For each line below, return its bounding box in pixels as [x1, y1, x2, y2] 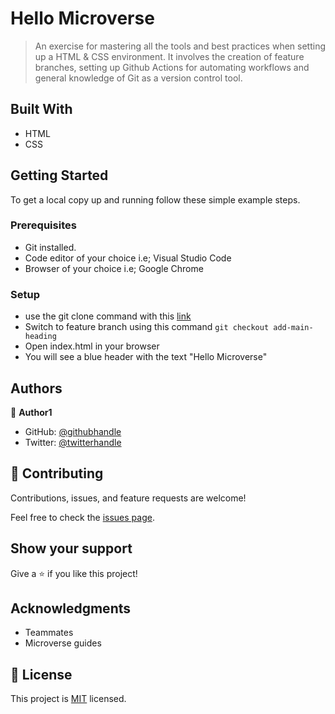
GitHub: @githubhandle [24, 425, 122, 437]
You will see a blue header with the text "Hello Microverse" [24, 351, 268, 363]
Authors [10, 380, 63, 397]
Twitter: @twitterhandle [24, 436, 122, 448]
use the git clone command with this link [24, 310, 192, 322]
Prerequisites [10, 218, 77, 232]
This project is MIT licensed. [10, 693, 127, 705]
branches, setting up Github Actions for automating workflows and [34, 61, 310, 73]
